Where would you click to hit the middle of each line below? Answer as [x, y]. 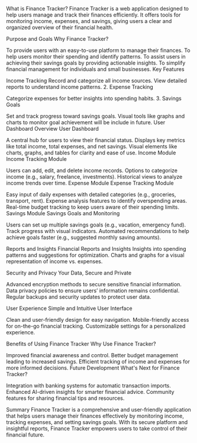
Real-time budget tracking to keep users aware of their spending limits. [93, 207]
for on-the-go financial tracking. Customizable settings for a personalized [96, 326]
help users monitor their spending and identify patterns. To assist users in [96, 56]
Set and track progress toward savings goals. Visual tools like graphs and [96, 116]
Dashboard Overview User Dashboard [53, 129]
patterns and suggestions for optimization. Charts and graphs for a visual [95, 255]
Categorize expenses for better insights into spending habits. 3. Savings [94, 98]
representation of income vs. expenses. [54, 261]
